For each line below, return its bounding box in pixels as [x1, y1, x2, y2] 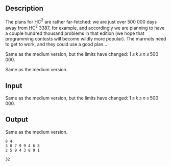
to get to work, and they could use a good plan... [5, 41, 107, 48]
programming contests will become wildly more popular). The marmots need [5, 36, 166, 42]
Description [5, 4, 43, 13]
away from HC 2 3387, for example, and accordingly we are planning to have [5, 24, 165, 31]
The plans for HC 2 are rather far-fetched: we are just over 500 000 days [5, 17, 157, 25]
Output [5, 115, 28, 124]
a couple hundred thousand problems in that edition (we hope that [5, 30, 144, 36]
